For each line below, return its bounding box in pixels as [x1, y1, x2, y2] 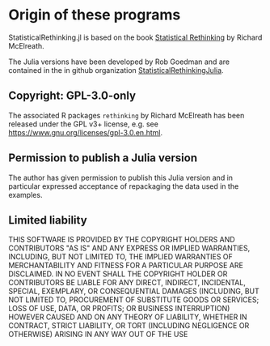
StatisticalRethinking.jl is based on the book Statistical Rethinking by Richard [8, 32, 263, 42]
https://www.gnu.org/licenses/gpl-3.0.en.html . [8, 127, 163, 137]
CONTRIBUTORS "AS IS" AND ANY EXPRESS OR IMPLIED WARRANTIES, [8, 243, 251, 253]
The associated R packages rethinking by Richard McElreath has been [8, 110, 245, 120]
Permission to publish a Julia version [8, 152, 198, 165]
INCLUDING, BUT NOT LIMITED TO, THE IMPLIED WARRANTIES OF [8, 252, 233, 262]
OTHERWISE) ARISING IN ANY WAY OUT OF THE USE [8, 330, 188, 340]
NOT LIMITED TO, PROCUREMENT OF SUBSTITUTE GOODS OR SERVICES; [8, 295, 259, 305]
